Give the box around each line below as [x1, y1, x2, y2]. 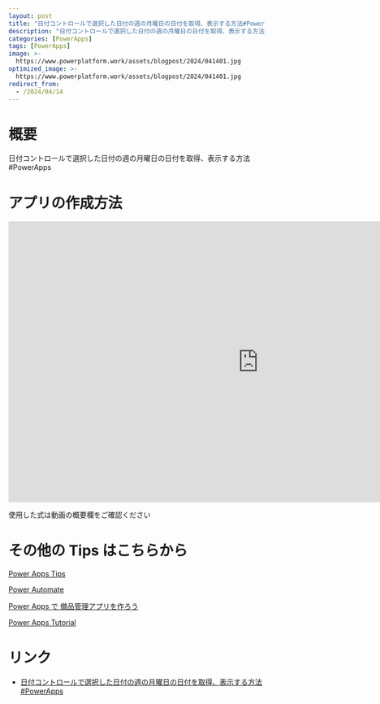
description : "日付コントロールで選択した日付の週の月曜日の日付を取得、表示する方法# [8, 27, 269, 35]
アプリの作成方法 [8, 193, 123, 212]
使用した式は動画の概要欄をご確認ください [8, 510, 151, 520]
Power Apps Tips [8, 569, 67, 579]
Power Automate [8, 584, 65, 594]
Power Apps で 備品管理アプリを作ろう [8, 602, 139, 611]
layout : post [8, 11, 53, 20]
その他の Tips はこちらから [8, 541, 188, 560]
